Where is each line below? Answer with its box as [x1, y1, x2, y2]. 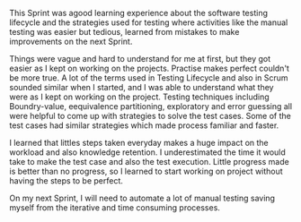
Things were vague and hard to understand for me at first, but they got [9, 54, 271, 64]
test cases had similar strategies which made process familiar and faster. [9, 120, 279, 131]
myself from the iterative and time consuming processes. [9, 202, 220, 213]
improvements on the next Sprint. [9, 36, 133, 47]
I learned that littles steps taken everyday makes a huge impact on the [9, 138, 270, 148]
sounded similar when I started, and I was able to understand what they [9, 82, 274, 92]
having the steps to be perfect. [9, 175, 124, 186]
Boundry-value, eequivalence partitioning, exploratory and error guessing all [9, 101, 293, 111]
